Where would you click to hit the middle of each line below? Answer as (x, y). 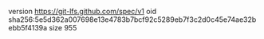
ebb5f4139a (28, 28)
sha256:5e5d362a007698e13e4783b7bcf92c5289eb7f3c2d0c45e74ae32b (132, 19)
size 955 (63, 28)
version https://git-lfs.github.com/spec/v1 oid (83, 11)
